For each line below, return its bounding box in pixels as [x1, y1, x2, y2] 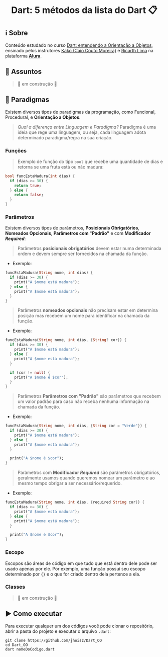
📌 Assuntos [5, 67, 42, 76]
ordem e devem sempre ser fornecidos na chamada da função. [17, 251, 148, 257]
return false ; [14, 192, 44, 197]
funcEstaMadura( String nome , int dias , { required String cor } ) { [5, 500, 144, 505]
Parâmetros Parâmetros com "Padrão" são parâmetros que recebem [17, 393, 161, 399]
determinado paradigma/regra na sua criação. [17, 134, 113, 140]
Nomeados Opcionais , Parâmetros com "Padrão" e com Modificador [5, 230, 151, 236]
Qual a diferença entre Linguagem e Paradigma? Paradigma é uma [17, 124, 156, 130]
